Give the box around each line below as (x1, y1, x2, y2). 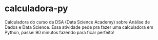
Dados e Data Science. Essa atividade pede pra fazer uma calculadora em (4, 24, 154, 30)
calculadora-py (4, 3, 68, 14)
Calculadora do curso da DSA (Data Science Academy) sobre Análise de (4, 19, 150, 25)
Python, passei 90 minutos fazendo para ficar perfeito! (4, 29, 115, 35)
